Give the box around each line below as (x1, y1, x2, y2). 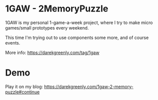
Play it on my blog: (5, 83, 43, 89)
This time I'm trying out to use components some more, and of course (5, 34, 149, 40)
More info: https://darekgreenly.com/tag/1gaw (5, 49, 100, 55)
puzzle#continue (5, 88, 40, 95)
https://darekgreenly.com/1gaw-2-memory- (44, 83, 134, 89)
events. (5, 39, 20, 45)
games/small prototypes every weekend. (5, 24, 89, 30)
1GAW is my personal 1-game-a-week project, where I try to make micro (5, 19, 153, 25)
